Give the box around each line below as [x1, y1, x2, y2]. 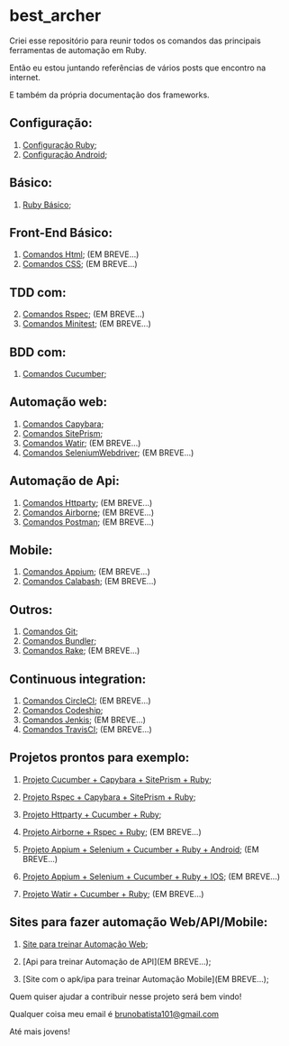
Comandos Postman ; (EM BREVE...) [22, 516, 155, 528]
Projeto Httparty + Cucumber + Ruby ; [22, 809, 162, 820]
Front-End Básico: [9, 225, 113, 240]
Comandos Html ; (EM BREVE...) [22, 249, 140, 260]
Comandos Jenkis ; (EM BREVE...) [22, 714, 147, 726]
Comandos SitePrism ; [22, 427, 104, 438]
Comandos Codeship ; [22, 705, 104, 716]
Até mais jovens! [9, 1025, 70, 1037]
